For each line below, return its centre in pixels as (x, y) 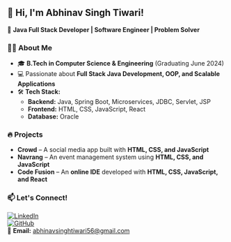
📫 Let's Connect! (38, 198)
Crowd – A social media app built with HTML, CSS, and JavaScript (113, 150)
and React (32, 179)
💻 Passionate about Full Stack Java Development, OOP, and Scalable (119, 74)
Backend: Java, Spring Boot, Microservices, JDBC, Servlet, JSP (119, 102)
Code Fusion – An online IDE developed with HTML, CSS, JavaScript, (118, 172)
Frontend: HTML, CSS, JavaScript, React (87, 109)
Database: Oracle (53, 116)
